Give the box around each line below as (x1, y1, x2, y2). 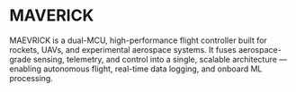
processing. (9, 72, 54, 83)
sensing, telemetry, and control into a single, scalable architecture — (32, 54, 288, 64)
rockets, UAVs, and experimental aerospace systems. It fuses (9, 44, 237, 54)
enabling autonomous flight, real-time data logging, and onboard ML (9, 63, 263, 74)
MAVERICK (9, 5, 94, 26)
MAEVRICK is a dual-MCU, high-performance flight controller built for (9, 35, 267, 46)
